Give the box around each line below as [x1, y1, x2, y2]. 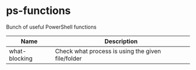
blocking [9, 54, 33, 62]
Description [104, 37, 138, 45]
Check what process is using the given [55, 47, 162, 55]
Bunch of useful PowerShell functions [6, 23, 97, 30]
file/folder [55, 54, 82, 62]
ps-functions [6, 4, 71, 17]
